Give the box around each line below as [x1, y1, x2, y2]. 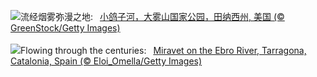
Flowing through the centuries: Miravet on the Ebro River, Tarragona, [20, 45, 307, 56]
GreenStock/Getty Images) [10, 22, 121, 34]
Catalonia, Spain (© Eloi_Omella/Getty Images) [10, 55, 203, 67]
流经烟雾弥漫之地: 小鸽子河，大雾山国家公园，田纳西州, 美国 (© [20, 11, 285, 22]
